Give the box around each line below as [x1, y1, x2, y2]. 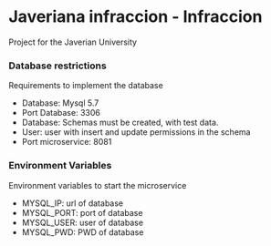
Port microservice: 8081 [21, 137, 112, 148]
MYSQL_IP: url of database [21, 198, 124, 209]
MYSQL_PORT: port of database [21, 207, 143, 218]
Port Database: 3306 [21, 108, 101, 118]
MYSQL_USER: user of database [21, 217, 143, 228]
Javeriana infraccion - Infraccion [8, 6, 263, 27]
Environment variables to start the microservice [8, 179, 187, 190]
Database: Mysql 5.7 [21, 97, 99, 108]
